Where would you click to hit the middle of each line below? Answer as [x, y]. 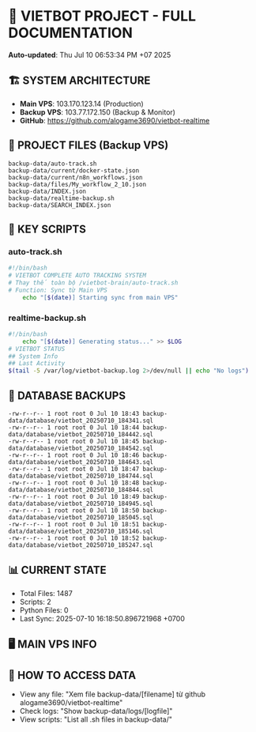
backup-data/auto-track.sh [53, 164]
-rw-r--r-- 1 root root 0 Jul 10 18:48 [74, 483]
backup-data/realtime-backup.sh [61, 198]
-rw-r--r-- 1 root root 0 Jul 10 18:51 [74, 524]
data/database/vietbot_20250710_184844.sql [81, 489]
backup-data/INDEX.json [47, 191]
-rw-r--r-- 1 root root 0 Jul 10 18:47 [74, 469]
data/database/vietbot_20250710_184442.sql [81, 434]
